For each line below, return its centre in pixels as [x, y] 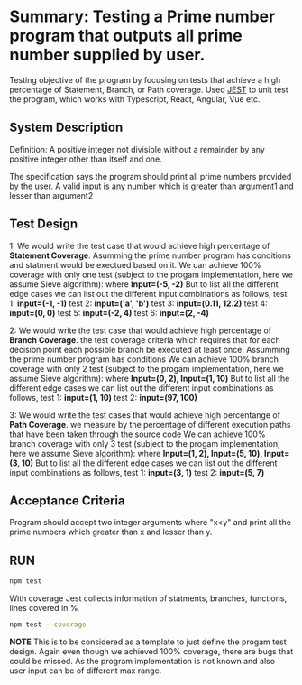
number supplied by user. [107, 55]
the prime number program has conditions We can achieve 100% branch [144, 359]
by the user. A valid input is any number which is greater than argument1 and [152, 186]
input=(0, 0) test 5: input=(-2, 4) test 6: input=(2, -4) [110, 312]
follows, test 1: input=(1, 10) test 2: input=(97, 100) [104, 397]
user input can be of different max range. [86, 671]
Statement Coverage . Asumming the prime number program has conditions [150, 255]
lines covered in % [44, 608]
